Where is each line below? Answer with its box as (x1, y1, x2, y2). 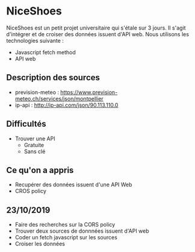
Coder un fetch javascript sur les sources (14, 234, 117, 241)
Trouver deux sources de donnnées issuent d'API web (14, 227, 149, 235)
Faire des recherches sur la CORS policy (14, 221, 116, 228)
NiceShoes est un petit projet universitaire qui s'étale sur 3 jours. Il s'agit (6, 24, 186, 31)
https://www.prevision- (60, 89, 118, 96)
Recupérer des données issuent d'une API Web (14, 181, 132, 188)
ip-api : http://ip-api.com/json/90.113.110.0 (14, 101, 119, 109)
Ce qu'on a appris (6, 165, 74, 175)
